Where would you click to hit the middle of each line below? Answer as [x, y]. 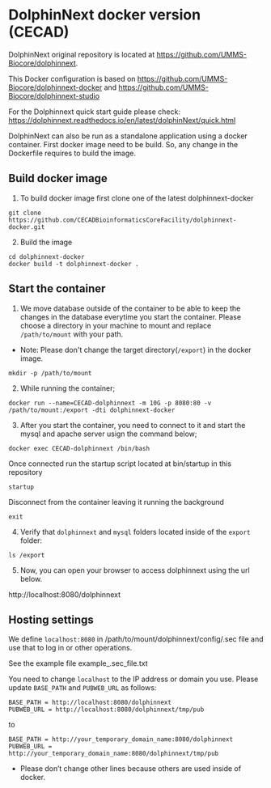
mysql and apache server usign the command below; [108, 434]
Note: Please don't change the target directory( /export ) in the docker [136, 350]
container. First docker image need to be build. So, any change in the [123, 144]
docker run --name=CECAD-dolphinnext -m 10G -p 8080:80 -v [110, 403]
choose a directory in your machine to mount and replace [116, 325]
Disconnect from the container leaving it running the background [116, 502]
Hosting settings [51, 619]
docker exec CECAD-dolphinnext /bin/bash [79, 448]
